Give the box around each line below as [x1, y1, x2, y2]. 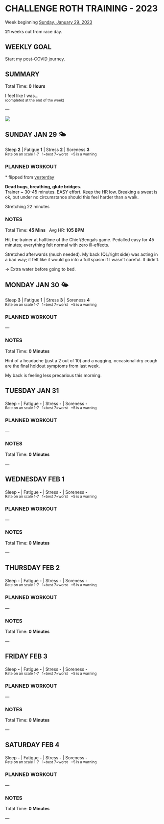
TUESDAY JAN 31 [5, 387, 59, 395]
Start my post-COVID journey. [5, 56, 65, 62]
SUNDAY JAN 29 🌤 [5, 130, 67, 139]
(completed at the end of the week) [5, 98, 65, 103]
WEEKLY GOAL [5, 43, 52, 51]
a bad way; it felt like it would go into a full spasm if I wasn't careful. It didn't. [5, 256, 160, 262]
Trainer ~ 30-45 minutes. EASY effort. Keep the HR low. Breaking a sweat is [5, 189, 158, 195]
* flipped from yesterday [5, 175, 55, 180]
